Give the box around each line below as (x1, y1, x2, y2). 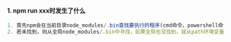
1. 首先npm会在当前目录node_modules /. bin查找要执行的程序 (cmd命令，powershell (7, 22, 219, 29)
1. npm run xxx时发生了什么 (7, 6, 86, 14)
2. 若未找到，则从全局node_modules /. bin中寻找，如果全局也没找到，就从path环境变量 (7, 28, 225, 36)
